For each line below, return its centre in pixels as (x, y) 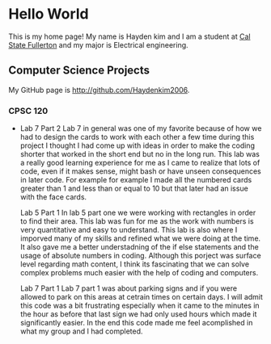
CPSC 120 (28, 111)
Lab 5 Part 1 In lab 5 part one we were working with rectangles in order (138, 213)
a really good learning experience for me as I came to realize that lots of (140, 163)
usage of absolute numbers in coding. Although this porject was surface (140, 256)
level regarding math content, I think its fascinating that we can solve (134, 264)
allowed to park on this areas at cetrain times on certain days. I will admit (141, 297)
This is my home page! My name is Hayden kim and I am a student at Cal (129, 36)
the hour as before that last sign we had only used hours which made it (138, 314)
